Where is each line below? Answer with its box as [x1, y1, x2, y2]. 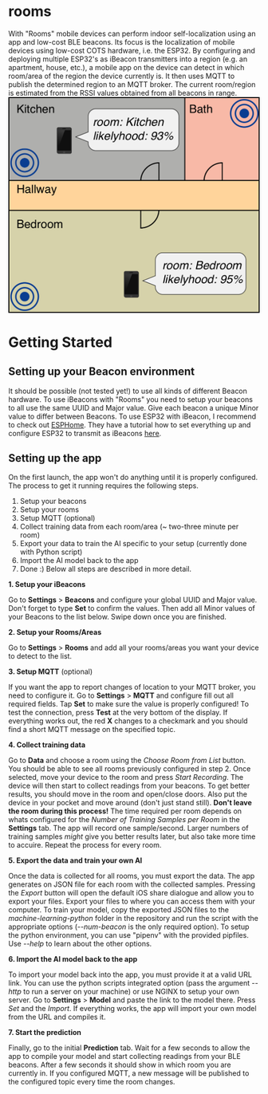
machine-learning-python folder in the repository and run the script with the [8, 914, 259, 923]
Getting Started [8, 333, 113, 351]
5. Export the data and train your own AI [8, 856, 143, 865]
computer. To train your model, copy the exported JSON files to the [8, 905, 230, 915]
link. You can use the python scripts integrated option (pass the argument [8, 978, 250, 988]
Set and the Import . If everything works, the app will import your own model [8, 1004, 257, 1013]
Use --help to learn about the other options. [8, 939, 152, 949]
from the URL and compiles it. [8, 1012, 106, 1022]
